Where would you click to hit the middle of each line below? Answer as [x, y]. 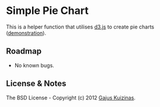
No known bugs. [34, 65]
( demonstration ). [26, 33]
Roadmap [24, 51]
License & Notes [36, 83]
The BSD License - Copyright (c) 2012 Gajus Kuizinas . [71, 98]
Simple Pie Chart [47, 11]
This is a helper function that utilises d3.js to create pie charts [80, 27]
